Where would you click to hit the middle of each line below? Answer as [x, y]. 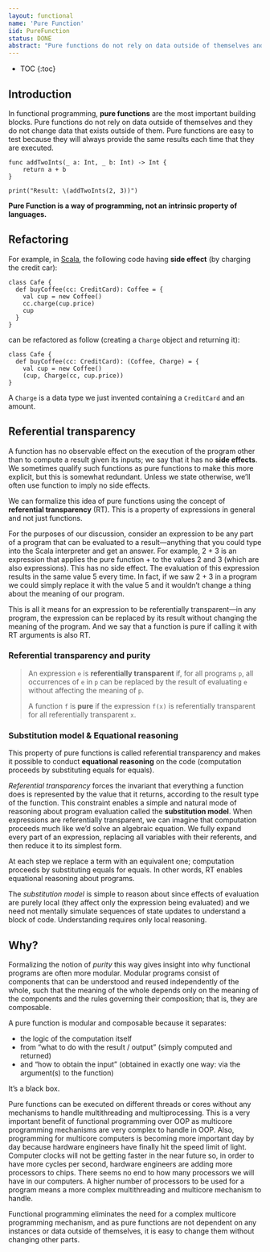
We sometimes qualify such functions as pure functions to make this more [131, 468]
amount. [22, 406]
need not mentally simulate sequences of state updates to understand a [127, 911]
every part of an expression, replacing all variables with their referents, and [133, 837]
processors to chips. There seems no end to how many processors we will [131, 1172]
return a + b [45, 169]
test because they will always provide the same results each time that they [131, 139]
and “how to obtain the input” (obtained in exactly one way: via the [130, 1064]
